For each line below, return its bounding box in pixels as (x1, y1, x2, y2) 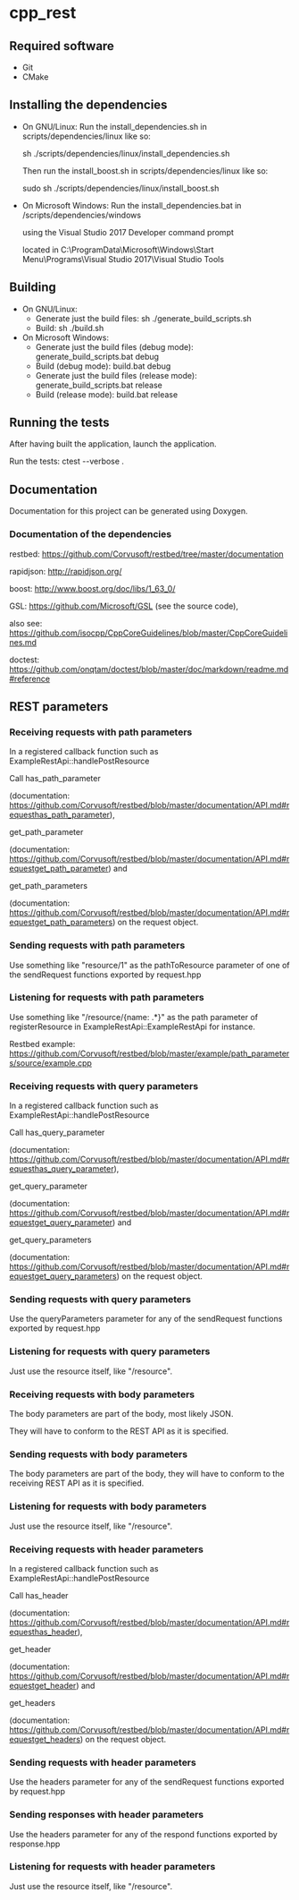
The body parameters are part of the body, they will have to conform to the (9, 1469, 285, 1479)
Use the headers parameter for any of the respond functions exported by (9, 1828, 278, 1839)
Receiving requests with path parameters (9, 726, 193, 738)
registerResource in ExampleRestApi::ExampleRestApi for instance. (9, 1021, 256, 1032)
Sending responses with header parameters (9, 1809, 204, 1821)
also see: (9, 618, 43, 628)
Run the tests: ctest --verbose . (9, 456, 125, 467)
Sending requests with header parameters (9, 1756, 196, 1768)
